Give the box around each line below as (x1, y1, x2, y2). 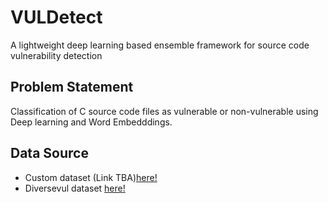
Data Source (10, 145, 89, 162)
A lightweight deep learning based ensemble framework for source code (10, 39, 310, 51)
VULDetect (10, 6, 103, 29)
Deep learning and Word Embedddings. (10, 116, 173, 128)
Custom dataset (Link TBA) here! (24, 171, 158, 183)
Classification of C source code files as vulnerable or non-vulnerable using (10, 105, 319, 117)
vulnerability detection (10, 49, 103, 61)
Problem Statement (10, 79, 134, 96)
